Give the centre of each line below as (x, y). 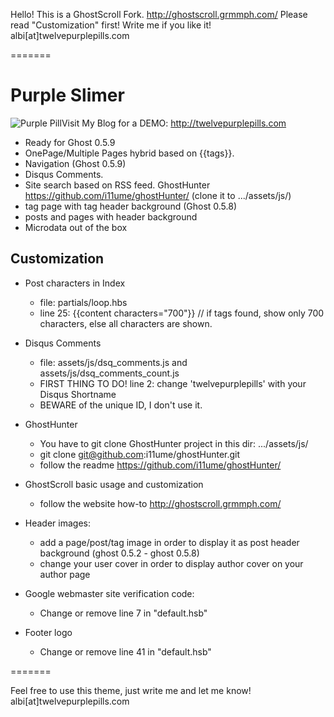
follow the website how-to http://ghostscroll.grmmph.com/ (160, 503)
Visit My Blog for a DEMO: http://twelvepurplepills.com (174, 123)
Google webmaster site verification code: (109, 593)
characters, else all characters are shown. (126, 323)
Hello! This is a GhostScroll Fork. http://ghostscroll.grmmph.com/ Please (159, 14)
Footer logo (48, 632)
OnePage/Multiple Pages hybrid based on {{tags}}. (129, 153)
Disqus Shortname (78, 394)
